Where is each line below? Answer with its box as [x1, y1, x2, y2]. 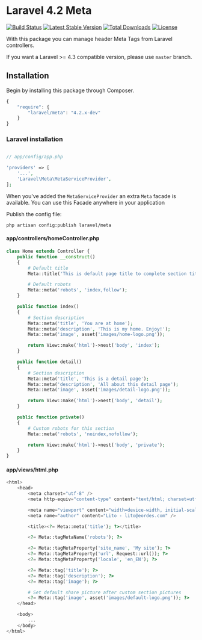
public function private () [17, 414, 85, 420]
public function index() [17, 303, 79, 309]
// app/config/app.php [6, 154, 63, 160]
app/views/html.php [6, 466, 59, 473]
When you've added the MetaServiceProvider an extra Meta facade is [6, 192, 176, 199]
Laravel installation [6, 135, 63, 143]
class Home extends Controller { [6, 248, 90, 254]
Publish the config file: [6, 210, 62, 217]
